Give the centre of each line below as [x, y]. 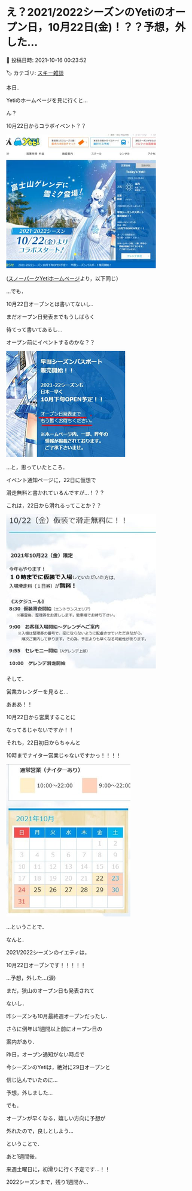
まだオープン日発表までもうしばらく [51, 316]
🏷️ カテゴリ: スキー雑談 [35, 73]
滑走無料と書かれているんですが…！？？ [55, 492]
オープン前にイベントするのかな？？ [51, 342]
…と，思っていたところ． [37, 467]
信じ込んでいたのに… [32, 1080]
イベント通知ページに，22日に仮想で [51, 480]
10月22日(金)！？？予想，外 [117, 27]
